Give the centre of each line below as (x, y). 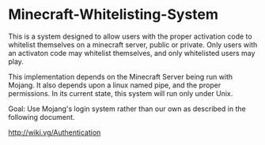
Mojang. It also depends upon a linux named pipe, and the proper (115, 85)
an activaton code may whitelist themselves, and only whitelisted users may (132, 53)
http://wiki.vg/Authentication (55, 132)
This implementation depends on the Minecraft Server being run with (121, 76)
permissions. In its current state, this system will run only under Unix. (121, 93)
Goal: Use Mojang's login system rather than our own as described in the (127, 109)
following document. (42, 117)
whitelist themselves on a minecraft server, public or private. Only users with (133, 44)
